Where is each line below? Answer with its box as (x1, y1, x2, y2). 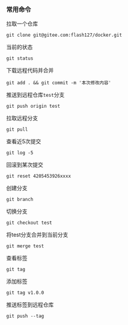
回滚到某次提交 (6, 161, 43, 169)
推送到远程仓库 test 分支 (6, 91, 65, 99)
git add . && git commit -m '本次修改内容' (6, 80, 111, 86)
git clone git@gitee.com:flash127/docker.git (6, 32, 122, 39)
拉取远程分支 (6, 114, 38, 122)
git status (6, 55, 34, 61)
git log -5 (6, 150, 34, 156)
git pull (6, 126, 28, 133)
